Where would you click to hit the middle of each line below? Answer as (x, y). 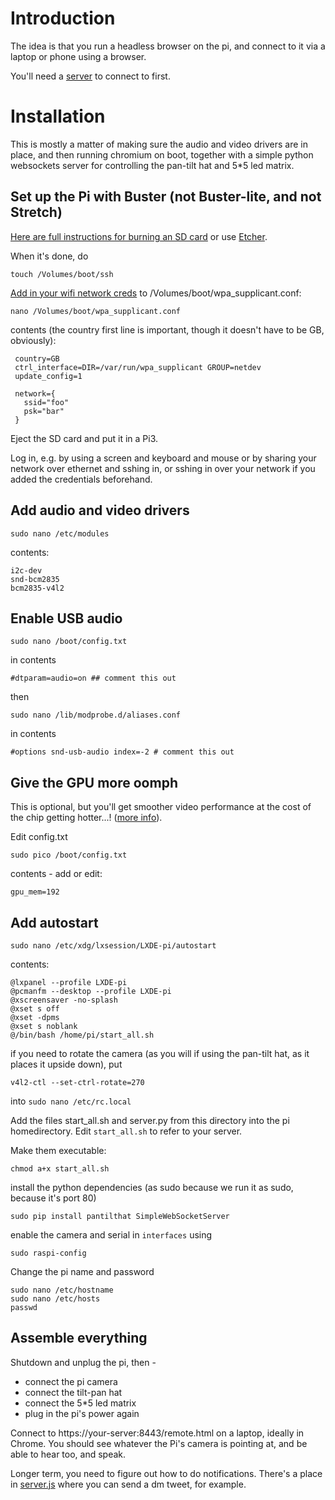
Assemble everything (79, 1338)
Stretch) (36, 212)
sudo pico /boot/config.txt (69, 855)
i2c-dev (26, 570)
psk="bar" (44, 411)
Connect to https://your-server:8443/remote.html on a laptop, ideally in (157, 1433)
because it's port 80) (53, 1198)
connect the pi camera (71, 1381)
